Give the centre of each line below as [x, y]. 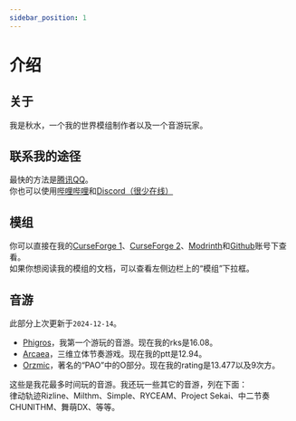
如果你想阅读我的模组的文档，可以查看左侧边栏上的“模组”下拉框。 [132, 269]
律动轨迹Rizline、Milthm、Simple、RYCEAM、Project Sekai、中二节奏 [140, 396]
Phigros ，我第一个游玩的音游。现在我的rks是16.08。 [120, 343]
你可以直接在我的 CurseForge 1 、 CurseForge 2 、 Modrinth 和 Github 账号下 [144, 246]
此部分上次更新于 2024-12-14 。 [66, 323]
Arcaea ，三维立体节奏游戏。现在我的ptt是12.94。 [115, 354]
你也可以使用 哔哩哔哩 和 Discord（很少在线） [91, 191]
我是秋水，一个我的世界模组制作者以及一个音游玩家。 [109, 125]
